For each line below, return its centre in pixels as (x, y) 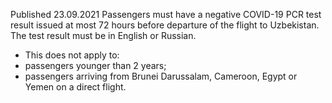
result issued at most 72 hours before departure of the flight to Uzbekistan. (165, 25)
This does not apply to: (72, 55)
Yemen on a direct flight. (75, 87)
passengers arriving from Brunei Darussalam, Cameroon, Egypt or (161, 76)
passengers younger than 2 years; (95, 65)
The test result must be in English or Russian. (103, 35)
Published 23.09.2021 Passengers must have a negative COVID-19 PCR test (166, 14)
